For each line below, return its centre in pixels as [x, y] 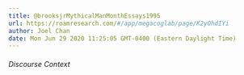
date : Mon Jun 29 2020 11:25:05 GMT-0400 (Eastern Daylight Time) [122, 38]
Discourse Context [39, 64]
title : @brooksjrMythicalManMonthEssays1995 [84, 16]
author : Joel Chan [39, 31]
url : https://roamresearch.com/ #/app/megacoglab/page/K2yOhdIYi [119, 23]
